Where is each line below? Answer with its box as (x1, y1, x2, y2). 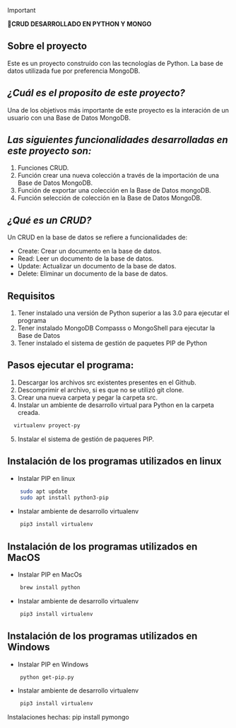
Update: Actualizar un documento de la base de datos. (17, 262, 177, 271)
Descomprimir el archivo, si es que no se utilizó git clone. (17, 385, 184, 394)
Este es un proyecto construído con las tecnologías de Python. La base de (7, 59, 224, 67)
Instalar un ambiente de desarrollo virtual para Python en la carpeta (17, 400, 214, 409)
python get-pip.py (20, 673, 74, 681)
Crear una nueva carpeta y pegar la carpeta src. (17, 393, 158, 402)
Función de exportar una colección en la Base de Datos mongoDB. (17, 186, 211, 195)
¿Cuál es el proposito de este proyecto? (7, 87, 186, 99)
